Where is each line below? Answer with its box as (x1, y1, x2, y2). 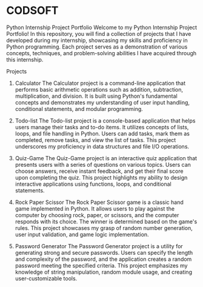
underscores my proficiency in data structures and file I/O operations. (15, 143, 190, 150)
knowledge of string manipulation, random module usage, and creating (15, 268, 193, 275)
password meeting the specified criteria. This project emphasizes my (15, 262, 188, 269)
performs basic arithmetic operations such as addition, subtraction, (15, 86, 184, 93)
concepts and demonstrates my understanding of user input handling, (15, 98, 190, 106)
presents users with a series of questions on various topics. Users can (15, 161, 191, 168)
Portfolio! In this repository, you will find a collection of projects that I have (6, 30, 191, 37)
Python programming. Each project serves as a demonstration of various (6, 43, 188, 50)
